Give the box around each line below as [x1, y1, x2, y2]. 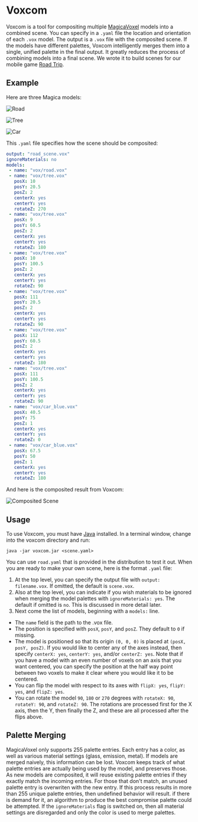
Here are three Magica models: [6, 93, 82, 101]
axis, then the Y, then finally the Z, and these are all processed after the [14, 707, 189, 714]
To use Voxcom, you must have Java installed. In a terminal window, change [6, 530, 191, 538]
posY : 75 [14, 415, 35, 420]
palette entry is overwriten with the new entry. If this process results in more [6, 784, 192, 791]
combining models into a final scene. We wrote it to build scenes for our [6, 54, 181, 62]
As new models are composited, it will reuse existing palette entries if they [6, 771, 187, 778]
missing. [14, 632, 35, 639]
